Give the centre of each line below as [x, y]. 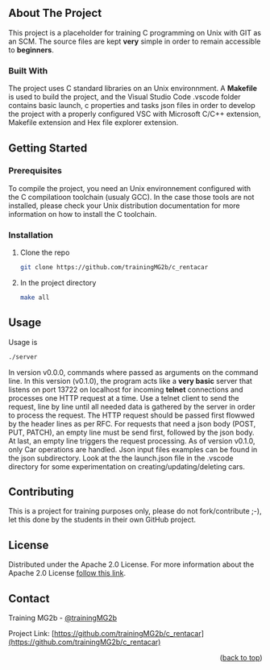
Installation [31, 235]
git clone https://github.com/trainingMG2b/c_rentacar [114, 268]
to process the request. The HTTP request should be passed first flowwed [132, 415]
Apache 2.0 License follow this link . [67, 573]
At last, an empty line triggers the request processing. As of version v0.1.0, [132, 441]
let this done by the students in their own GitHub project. [102, 520]
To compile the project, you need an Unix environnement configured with [130, 188]
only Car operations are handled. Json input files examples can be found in [133, 449]
